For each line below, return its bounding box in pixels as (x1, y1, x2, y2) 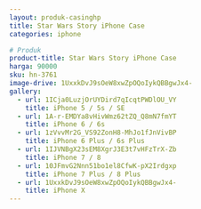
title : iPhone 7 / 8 (25, 153, 101, 162)
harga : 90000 (9, 62, 58, 71)
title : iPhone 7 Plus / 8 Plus (25, 170, 141, 179)
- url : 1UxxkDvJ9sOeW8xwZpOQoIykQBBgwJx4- (17, 178, 177, 187)
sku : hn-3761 (9, 70, 58, 80)
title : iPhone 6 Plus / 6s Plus (25, 137, 145, 146)
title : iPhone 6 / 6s (25, 120, 105, 129)
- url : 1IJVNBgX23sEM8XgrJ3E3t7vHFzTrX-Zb (17, 145, 177, 154)
